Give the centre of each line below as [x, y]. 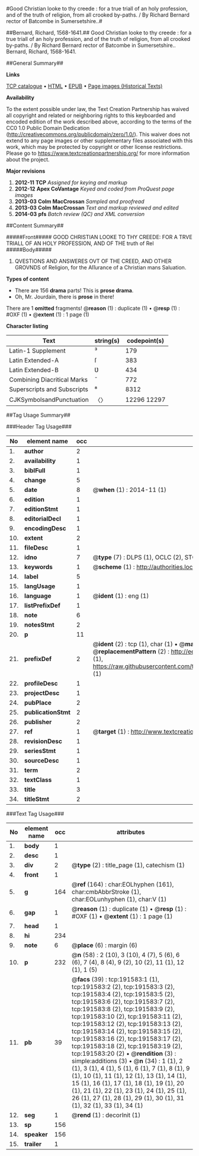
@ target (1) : [111, 731]
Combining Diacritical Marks [48, 379]
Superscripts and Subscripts [49, 389]
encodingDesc [45, 528]
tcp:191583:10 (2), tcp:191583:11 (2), [127, 1016]
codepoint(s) [145, 341]
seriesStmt [40, 751]
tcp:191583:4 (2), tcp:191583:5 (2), [123, 994]
